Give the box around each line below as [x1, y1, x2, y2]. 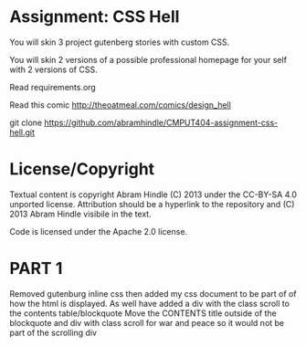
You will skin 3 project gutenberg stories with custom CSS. [9, 37, 230, 47]
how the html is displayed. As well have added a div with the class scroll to [9, 298, 290, 309]
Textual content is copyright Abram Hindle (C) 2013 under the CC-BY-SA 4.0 [9, 189, 297, 200]
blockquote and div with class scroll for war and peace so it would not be [9, 317, 285, 328]
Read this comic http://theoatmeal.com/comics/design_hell [9, 99, 231, 110]
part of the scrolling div [9, 327, 98, 338]
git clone [9, 117, 43, 128]
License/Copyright [9, 159, 155, 180]
